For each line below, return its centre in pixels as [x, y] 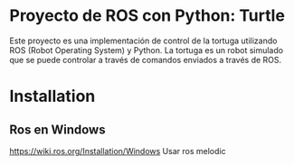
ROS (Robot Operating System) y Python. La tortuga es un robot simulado [146, 50]
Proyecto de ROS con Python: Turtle [147, 16]
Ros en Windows [57, 129]
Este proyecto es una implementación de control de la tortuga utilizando [143, 41]
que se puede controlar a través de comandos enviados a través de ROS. [146, 60]
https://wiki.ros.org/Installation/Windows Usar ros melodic [118, 151]
